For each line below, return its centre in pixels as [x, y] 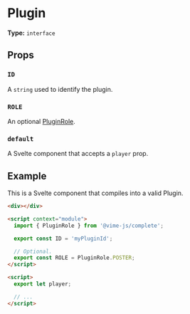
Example [27, 176]
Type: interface [31, 33]
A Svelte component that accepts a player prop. [78, 154]
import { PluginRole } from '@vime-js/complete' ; [89, 226]
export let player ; [43, 284]
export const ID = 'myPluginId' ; [63, 239]
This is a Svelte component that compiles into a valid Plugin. [95, 193]
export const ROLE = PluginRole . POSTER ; [74, 258]
